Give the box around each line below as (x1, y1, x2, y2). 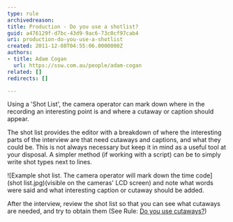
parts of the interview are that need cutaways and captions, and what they (7, 136, 221, 144)
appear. (7, 115, 29, 123)
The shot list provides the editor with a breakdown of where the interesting (7, 128, 222, 136)
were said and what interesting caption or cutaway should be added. (7, 186, 204, 195)
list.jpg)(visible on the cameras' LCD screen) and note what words (23, 179, 214, 187)
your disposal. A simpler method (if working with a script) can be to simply (7, 150, 221, 159)
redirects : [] (7, 74, 49, 82)
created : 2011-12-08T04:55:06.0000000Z (7, 42, 123, 49)
